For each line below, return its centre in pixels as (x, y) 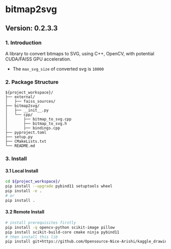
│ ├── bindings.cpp (33, 128)
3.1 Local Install (22, 171)
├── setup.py (19, 137)
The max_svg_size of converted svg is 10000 (58, 69)
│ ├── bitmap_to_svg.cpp (38, 119)
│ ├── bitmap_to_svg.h (36, 124)
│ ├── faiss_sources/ (31, 102)
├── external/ (20, 97)
